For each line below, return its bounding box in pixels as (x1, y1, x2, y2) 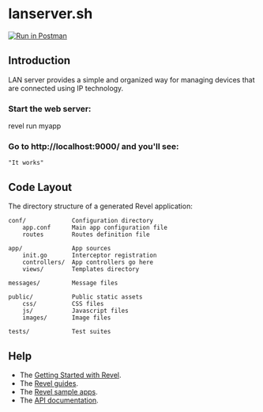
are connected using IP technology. (8, 83, 124, 93)
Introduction (8, 54, 71, 67)
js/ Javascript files (22, 307, 129, 315)
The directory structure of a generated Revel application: (8, 201, 193, 211)
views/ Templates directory (22, 265, 140, 273)
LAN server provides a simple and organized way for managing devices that (8, 74, 255, 84)
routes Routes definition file (22, 231, 150, 238)
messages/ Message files (8, 279, 118, 288)
